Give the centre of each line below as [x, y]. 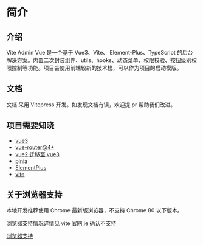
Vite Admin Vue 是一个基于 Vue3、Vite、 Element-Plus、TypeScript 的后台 [100, 53]
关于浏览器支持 [34, 195]
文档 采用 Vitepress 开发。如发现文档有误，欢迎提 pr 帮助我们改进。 [91, 105]
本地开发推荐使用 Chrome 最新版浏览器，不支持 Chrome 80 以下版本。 [95, 210]
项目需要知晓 [30, 126]
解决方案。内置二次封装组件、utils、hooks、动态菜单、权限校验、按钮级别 [99, 60]
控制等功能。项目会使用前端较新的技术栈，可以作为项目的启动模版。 [97, 68]
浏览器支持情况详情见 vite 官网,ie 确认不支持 [61, 223]
